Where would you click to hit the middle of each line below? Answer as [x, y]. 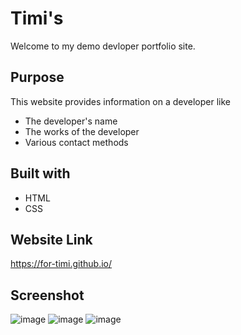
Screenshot [47, 295]
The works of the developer [82, 131]
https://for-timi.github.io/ [61, 264]
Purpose [37, 77]
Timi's [37, 18]
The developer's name [71, 121]
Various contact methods [76, 142]
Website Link [51, 239]
